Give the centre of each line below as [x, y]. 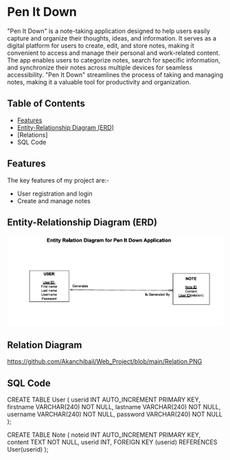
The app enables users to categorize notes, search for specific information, [114, 60]
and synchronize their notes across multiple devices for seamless [100, 67]
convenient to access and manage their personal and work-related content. [114, 53]
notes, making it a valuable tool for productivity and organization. [99, 82]
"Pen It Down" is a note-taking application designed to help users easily [109, 31]
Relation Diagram [45, 345]
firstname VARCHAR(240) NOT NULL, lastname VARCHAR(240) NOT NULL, [114, 407]
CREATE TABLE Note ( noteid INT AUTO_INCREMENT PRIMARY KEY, [104, 435]
